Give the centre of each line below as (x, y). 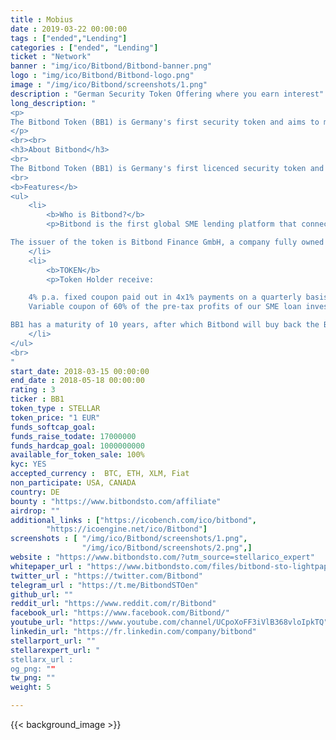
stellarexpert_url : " (55, 650)
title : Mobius (42, 19)
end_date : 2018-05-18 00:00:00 (77, 381)
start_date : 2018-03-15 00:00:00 (80, 371)
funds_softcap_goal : (53, 427)
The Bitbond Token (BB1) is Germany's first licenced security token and (167, 168)
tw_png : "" (33, 678)
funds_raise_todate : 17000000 (73, 436)
